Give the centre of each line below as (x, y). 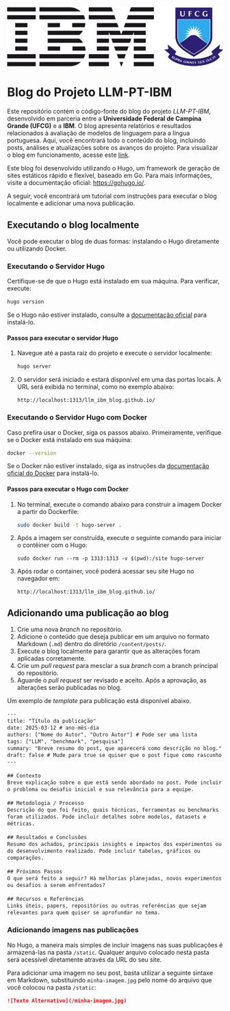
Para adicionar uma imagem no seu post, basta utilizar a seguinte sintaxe (110, 973)
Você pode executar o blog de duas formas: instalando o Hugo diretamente (113, 241)
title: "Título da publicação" (52, 721)
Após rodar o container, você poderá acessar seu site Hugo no (105, 572)
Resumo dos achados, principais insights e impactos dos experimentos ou (115, 845)
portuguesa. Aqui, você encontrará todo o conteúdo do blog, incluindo (106, 140)
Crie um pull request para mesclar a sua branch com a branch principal (117, 666)
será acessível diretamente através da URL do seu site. (85, 959)
